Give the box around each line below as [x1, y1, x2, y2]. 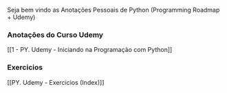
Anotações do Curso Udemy [7, 30, 104, 40]
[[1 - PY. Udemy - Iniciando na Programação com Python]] [7, 46, 173, 54]
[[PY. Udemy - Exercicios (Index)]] [7, 78, 105, 86]
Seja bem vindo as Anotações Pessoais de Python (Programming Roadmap [7, 6, 220, 14]
